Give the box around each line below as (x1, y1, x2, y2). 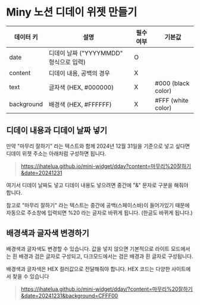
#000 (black (154, 79, 190, 87)
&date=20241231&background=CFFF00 (20, 292, 118, 299)
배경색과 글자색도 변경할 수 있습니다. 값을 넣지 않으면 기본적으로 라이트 (6, 245, 170, 252)
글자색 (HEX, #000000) (48, 83, 114, 91)
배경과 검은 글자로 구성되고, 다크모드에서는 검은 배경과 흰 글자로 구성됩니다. (18, 253, 193, 260)
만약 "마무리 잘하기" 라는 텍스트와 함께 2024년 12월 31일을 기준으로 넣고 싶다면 (6, 142, 190, 150)
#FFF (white (154, 96, 189, 104)
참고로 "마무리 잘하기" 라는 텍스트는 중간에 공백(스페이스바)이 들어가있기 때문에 (6, 201, 190, 208)
